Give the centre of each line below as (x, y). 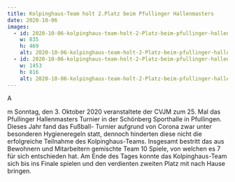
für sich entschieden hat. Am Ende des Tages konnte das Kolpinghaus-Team (117, 156)
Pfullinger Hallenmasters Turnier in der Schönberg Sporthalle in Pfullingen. (115, 119)
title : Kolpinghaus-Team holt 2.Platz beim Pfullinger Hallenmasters (111, 14)
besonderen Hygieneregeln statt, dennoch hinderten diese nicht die (105, 134)
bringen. (19, 171)
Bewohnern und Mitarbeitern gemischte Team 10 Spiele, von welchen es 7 (114, 149)
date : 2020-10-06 (33, 20)
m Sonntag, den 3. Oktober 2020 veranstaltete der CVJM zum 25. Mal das (114, 112)
